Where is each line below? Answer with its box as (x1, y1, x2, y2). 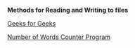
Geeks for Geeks (7, 19, 56, 27)
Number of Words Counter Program (7, 33, 111, 41)
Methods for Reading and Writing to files (7, 6, 129, 14)
